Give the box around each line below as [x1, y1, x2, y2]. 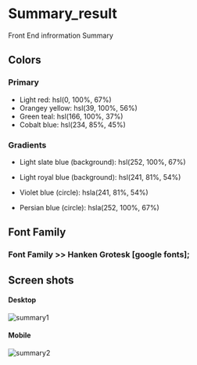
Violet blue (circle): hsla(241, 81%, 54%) [19, 188, 149, 197]
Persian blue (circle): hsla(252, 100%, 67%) [19, 203, 160, 212]
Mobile [8, 330, 31, 340]
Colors [8, 53, 41, 67]
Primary [8, 77, 39, 88]
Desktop [8, 295, 37, 305]
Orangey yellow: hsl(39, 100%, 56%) [19, 103, 138, 112]
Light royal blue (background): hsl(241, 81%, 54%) [19, 172, 181, 181]
